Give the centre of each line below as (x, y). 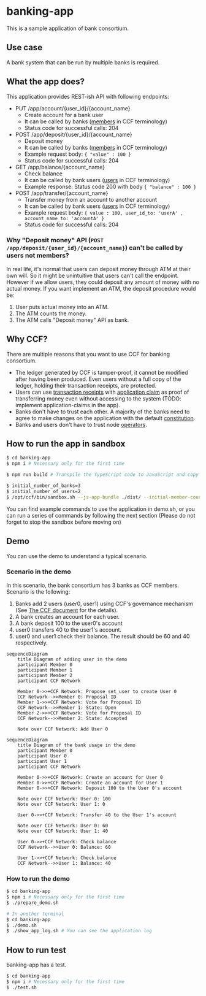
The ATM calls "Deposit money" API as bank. (72, 320)
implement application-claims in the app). (68, 405)
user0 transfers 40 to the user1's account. (68, 629)
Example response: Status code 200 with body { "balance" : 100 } (110, 186)
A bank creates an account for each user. (67, 616)
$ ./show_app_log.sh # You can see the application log (79, 931)
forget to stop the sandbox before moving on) (64, 522)
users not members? (38, 256)
